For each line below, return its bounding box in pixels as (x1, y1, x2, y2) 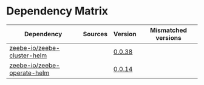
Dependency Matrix (6, 4, 108, 18)
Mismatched (149, 26, 187, 34)
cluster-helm (9, 51, 47, 60)
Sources (83, 30, 108, 38)
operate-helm (9, 68, 50, 77)
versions (155, 33, 182, 42)
